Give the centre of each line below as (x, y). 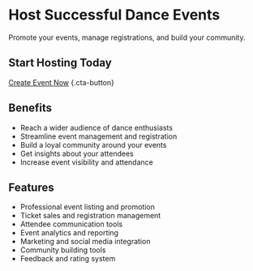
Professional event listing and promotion (88, 207)
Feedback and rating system (68, 259)
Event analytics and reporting (69, 233)
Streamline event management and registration (99, 136)
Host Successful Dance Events (114, 15)
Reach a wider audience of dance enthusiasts (96, 127)
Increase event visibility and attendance (87, 162)
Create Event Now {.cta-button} (62, 82)
